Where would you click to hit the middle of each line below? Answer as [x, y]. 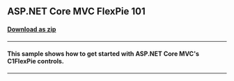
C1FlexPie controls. [36, 61]
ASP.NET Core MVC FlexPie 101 [76, 12]
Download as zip [32, 29]
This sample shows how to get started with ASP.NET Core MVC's [103, 54]
